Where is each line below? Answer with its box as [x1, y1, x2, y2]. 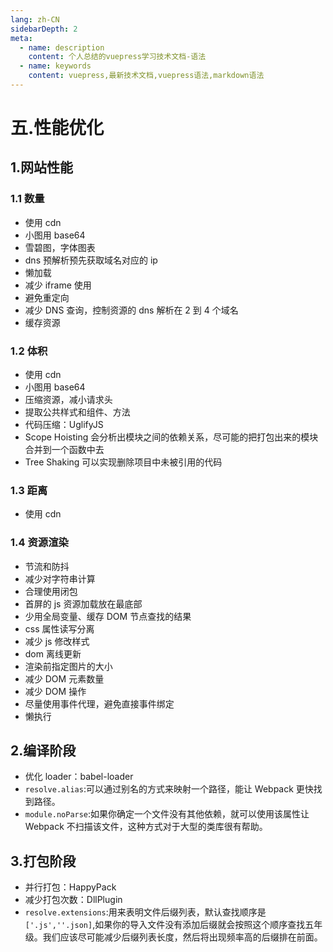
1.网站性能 [10, 159, 74, 176]
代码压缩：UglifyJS [24, 419, 104, 431]
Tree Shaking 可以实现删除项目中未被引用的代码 [24, 456, 223, 468]
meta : [10, 33, 33, 43]
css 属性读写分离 [24, 622, 95, 635]
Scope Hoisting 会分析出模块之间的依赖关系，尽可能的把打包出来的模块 [24, 431, 319, 443]
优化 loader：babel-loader [24, 771, 134, 783]
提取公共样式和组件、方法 [24, 406, 131, 418]
